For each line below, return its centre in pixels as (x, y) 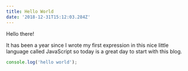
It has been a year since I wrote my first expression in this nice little (88, 45)
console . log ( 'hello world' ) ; (42, 62)
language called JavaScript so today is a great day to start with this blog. (94, 51)
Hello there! (20, 33)
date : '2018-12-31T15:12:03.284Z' (48, 17)
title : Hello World (30, 11)
